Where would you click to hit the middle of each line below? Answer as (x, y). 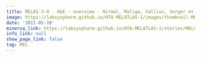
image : (14, 17)
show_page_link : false (34, 39)
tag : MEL (17, 45)
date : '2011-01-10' (31, 23)
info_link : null (26, 34)
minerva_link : (24, 28)
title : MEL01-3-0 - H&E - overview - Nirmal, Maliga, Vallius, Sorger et (100, 12)
